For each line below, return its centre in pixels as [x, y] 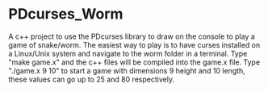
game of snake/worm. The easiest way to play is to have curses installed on [134, 44]
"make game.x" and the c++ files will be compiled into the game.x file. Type [134, 62]
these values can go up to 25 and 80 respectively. [92, 79]
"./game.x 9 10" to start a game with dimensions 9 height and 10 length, [127, 70]
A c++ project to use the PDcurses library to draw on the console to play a [132, 36]
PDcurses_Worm [66, 14]
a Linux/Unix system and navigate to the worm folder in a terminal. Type [128, 53]
